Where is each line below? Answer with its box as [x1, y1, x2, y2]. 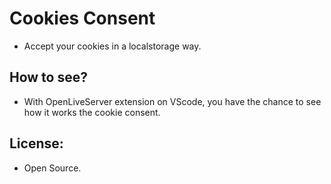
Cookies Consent [9, 7, 156, 30]
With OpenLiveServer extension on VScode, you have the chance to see [23, 95, 322, 107]
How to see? [9, 69, 88, 86]
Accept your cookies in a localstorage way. [23, 40, 202, 52]
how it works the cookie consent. [23, 106, 161, 118]
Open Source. [23, 162, 82, 174]
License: [9, 135, 64, 152]
